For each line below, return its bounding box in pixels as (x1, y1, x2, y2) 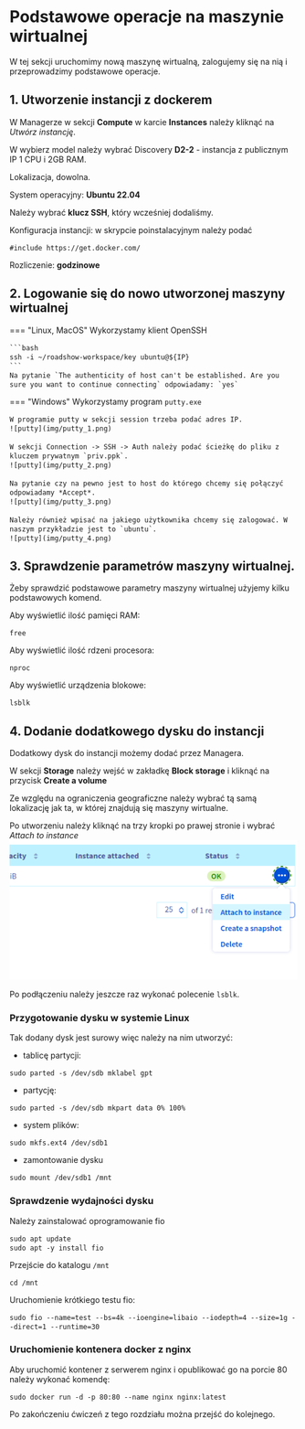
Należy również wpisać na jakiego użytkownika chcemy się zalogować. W (9, 515, 288, 525)
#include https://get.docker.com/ (9, 243, 142, 252)
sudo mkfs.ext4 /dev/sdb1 (9, 1138, 108, 1148)
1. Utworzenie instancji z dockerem (9, 92, 213, 108)
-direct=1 (9, 1322, 47, 1331)
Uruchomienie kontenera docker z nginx (9, 1343, 192, 1356)
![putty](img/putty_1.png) (9, 423, 112, 433)
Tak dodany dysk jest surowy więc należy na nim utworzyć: (9, 1032, 234, 1043)
